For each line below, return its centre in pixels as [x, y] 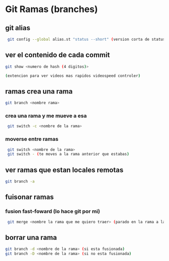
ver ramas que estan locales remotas [64, 170]
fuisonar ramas [30, 197]
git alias [18, 28]
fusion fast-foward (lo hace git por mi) [53, 211]
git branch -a [20, 182]
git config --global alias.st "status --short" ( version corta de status [86, 39]
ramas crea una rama [39, 91]
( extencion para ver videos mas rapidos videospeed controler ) [73, 76]
